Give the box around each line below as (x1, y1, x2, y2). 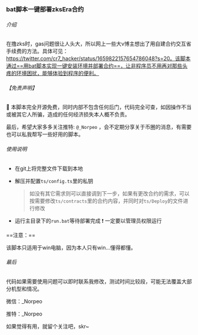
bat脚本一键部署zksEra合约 (6, 5, 84, 13)
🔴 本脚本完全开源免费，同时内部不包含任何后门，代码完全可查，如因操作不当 (6, 104, 192, 111)
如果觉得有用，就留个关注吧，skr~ (6, 323, 90, 330)
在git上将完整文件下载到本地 (14, 165, 84, 172)
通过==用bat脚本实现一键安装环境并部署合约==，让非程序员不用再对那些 (6, 62, 183, 69)
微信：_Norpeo (6, 297, 42, 304)
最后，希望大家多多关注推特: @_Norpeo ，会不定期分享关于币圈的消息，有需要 (6, 124, 192, 131)
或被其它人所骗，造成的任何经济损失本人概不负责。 (6, 111, 130, 118)
